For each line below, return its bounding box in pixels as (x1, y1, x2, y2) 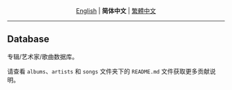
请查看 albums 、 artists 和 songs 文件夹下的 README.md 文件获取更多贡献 (7, 67, 210, 75)
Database (7, 34, 50, 45)
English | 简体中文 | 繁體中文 (75, 7, 157, 14)
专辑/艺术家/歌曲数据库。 (7, 52, 79, 60)
